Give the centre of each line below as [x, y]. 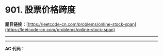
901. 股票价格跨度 [41, 10]
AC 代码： [15, 48]
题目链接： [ [16, 24]
